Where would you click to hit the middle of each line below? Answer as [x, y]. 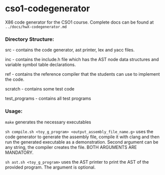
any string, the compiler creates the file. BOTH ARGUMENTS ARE [71, 147]
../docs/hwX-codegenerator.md [36, 27]
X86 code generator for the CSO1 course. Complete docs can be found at [79, 22]
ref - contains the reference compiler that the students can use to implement [82, 74]
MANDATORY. [19, 152]
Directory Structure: [30, 39]
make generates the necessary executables [48, 122]
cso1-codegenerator [47, 9]
